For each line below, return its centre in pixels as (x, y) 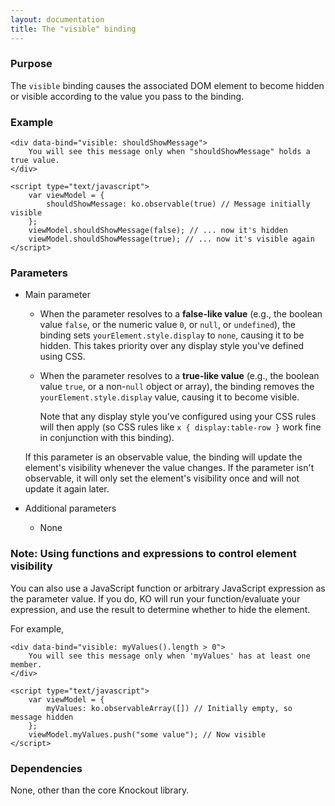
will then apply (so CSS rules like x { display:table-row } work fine (180, 427)
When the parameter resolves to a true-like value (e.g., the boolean (179, 376)
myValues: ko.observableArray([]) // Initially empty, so (169, 708)
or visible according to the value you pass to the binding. (127, 96)
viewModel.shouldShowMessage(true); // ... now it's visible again (171, 239)
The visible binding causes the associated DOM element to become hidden (167, 85)
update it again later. (67, 489)
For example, (37, 628)
